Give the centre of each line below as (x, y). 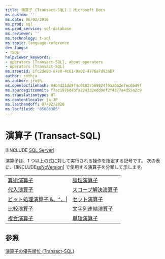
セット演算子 (88, 199)
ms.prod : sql (19, 24)
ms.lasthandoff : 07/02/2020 (35, 105)
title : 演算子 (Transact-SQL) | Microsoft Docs (55, 10)
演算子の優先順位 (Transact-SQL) (40, 251)
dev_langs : (17, 48)
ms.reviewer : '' (22, 34)
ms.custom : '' (20, 15)
